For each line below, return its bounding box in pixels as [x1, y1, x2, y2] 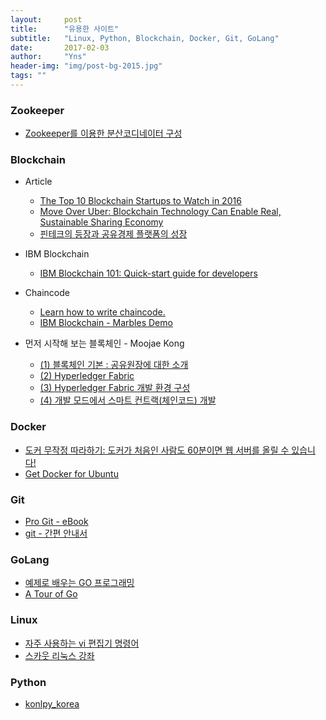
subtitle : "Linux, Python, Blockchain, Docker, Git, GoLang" [10, 33, 280, 43]
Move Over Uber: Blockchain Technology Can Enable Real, [39, 206, 282, 218]
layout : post [10, 14, 83, 25]
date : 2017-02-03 [10, 42, 110, 53]
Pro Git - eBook [24, 516, 89, 528]
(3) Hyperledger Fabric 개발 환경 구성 [39, 382, 191, 394]
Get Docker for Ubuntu [24, 467, 119, 480]
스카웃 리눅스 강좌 [24, 649, 95, 661]
